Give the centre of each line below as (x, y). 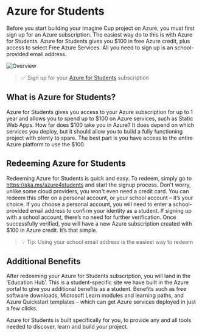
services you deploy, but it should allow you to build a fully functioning (95, 131)
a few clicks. (22, 309)
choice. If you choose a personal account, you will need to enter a (89, 204)
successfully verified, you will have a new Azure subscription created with (99, 223)
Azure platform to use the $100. (46, 144)
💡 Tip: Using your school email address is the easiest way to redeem (107, 241)
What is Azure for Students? (61, 97)
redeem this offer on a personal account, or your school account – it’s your (100, 198)
